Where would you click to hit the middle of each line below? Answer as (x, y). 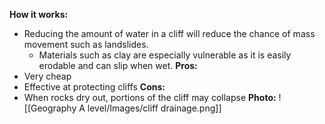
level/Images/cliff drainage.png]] (154, 108)
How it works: (39, 14)
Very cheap (47, 76)
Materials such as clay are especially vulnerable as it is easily (165, 55)
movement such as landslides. (86, 44)
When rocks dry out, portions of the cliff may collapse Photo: (150, 97)
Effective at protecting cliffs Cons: (94, 87)
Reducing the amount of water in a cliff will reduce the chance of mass (169, 33)
